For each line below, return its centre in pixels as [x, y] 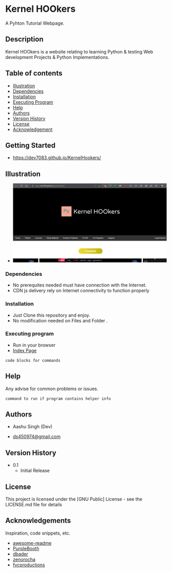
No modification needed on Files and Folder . [60, 320]
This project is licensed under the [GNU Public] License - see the [74, 499]
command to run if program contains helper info [58, 398]
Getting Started [30, 145]
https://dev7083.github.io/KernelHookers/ [57, 158]
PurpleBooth [26, 548]
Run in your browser [34, 345]
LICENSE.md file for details [34, 505]
